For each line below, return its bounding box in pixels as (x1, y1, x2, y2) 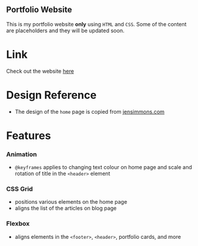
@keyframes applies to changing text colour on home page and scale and (14, 164, 193, 171)
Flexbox (6, 220, 30, 228)
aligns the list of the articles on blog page (14, 205, 117, 212)
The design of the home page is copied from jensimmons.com (14, 108, 165, 115)
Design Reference (6, 88, 97, 102)
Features (6, 129, 51, 142)
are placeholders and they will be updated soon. (6, 27, 125, 34)
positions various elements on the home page (14, 198, 128, 205)
